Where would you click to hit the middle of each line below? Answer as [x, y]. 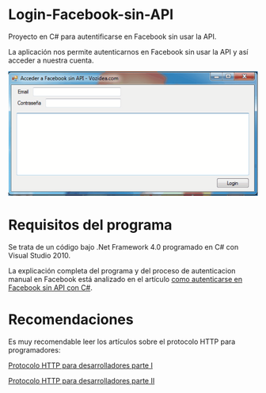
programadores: [34, 349]
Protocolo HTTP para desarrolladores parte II [82, 380]
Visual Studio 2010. [40, 256]
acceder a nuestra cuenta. [51, 60]
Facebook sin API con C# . [50, 288]
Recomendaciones [71, 320]
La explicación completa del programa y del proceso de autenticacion [122, 271]
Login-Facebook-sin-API [91, 15]
